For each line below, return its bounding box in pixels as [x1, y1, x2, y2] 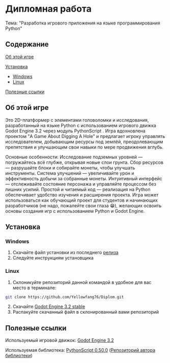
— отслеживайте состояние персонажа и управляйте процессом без [5, 181, 156, 187]
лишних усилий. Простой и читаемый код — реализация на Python [5, 186, 151, 192]
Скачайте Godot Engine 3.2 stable [12, 303, 86, 310]
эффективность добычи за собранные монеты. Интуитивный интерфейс [5, 175, 163, 181]
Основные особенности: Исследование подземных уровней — [5, 154, 143, 160]
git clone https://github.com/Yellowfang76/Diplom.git [5, 294, 124, 299]
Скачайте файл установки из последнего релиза [12, 249, 119, 256]
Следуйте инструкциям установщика [12, 255, 94, 261]
